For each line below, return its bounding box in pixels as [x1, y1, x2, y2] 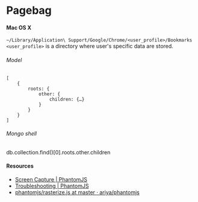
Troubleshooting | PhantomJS [14, 182, 89, 189]
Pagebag [6, 4, 52, 17]
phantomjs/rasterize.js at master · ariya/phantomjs [14, 189, 140, 196]
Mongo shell [6, 130, 37, 137]
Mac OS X [6, 24, 32, 31]
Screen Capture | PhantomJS [14, 176, 88, 183]
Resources [6, 162, 34, 169]
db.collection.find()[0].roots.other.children [6, 148, 111, 156]
